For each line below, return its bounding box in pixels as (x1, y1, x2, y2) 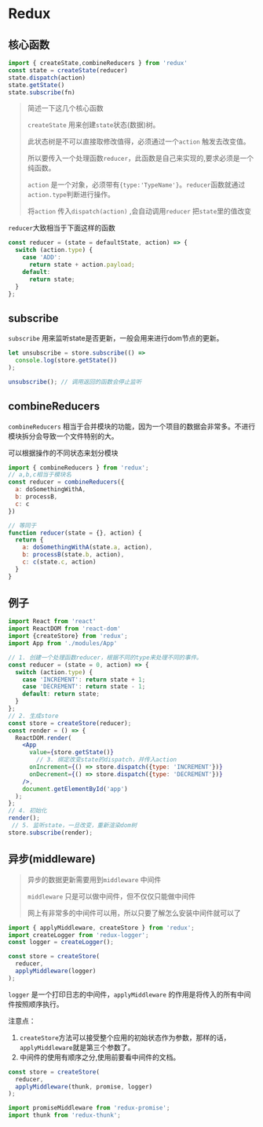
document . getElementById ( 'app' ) (22, 785, 128, 793)
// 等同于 (8, 521, 37, 530)
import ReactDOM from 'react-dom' (8, 625, 122, 633)
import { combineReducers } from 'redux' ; (8, 464, 149, 472)
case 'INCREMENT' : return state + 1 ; (22, 676, 146, 684)
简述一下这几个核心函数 (27, 104, 104, 113)
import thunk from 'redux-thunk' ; (8, 1111, 122, 1119)
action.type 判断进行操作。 (27, 190, 115, 199)
